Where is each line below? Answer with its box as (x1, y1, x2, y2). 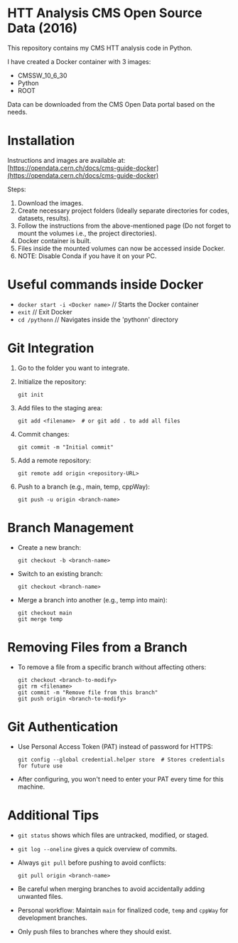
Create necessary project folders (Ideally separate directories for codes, (17, 206, 229, 215)
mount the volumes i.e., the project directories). (17, 229, 158, 238)
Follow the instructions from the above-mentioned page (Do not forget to (17, 221, 232, 230)
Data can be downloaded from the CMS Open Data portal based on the (7, 100, 215, 108)
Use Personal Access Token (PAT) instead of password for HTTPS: (17, 742, 213, 751)
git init (17, 391, 44, 398)
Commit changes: (17, 430, 70, 438)
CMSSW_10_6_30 (17, 71, 67, 80)
